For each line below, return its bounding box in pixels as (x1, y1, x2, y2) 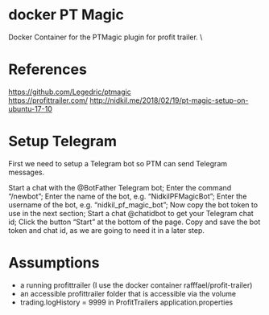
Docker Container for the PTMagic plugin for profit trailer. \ (8, 32, 203, 42)
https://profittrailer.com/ (8, 95, 89, 105)
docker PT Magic (8, 6, 125, 24)
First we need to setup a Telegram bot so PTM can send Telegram (8, 158, 228, 168)
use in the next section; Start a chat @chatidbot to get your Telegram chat (8, 208, 254, 218)
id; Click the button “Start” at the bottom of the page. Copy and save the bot (8, 217, 261, 227)
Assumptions (8, 254, 100, 272)
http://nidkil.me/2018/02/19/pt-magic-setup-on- (89, 95, 249, 105)
